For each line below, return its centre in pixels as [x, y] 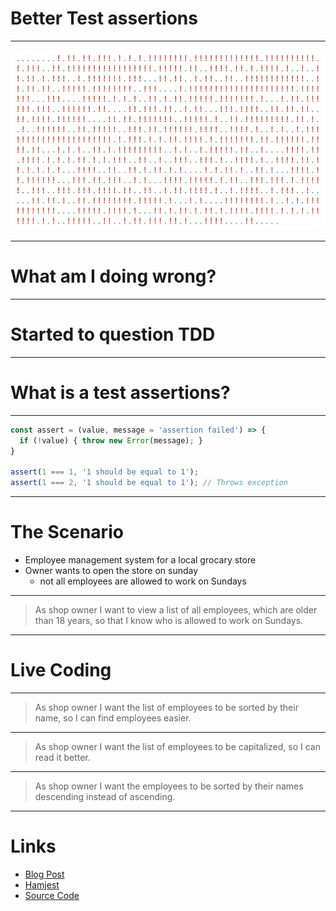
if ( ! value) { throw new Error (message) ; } [111, 440]
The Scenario [67, 532]
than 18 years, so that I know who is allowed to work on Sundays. [169, 620]
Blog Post [44, 874]
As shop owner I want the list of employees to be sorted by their [166, 707]
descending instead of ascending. [105, 796]
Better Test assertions [104, 18]
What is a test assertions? [120, 393]
